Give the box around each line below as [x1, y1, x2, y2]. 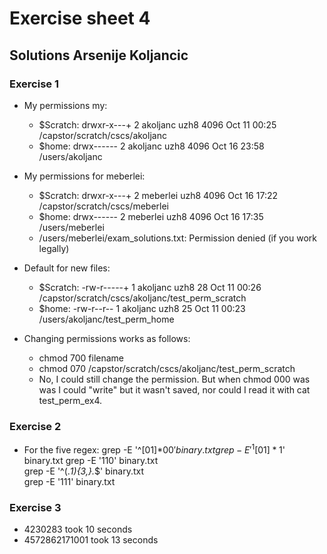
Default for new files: [23, 262, 111, 274]
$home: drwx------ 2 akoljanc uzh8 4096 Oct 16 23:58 [38, 140, 265, 152]
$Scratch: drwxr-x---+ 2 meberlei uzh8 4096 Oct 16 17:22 [38, 189, 278, 201]
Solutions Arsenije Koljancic [9, 47, 189, 64]
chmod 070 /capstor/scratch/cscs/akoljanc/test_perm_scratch [38, 362, 296, 374]
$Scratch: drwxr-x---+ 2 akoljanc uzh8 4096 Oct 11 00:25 [38, 118, 277, 131]
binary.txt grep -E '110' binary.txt [23, 454, 159, 466]
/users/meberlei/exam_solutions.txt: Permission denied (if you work [38, 232, 317, 244]
